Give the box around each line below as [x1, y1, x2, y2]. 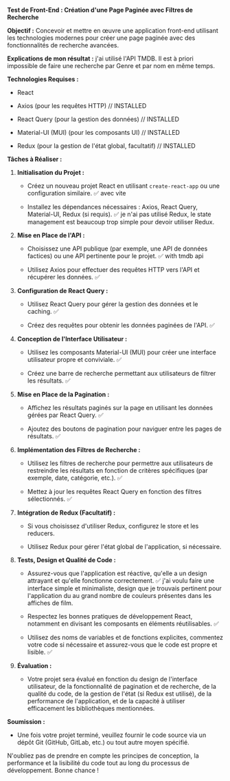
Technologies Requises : [7, 75, 79, 83]
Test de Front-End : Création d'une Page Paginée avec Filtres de [7, 6, 194, 14]
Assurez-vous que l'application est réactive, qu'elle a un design [27, 569, 207, 577]
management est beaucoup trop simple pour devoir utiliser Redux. [27, 218, 215, 226]
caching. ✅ [27, 308, 59, 315]
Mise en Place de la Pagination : [16, 390, 110, 398]
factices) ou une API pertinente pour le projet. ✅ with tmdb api [27, 252, 204, 260]
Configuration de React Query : [16, 287, 108, 295]
